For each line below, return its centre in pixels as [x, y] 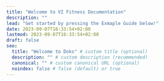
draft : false [23, 40]
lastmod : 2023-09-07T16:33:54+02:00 [53, 35]
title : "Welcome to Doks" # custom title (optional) [80, 52]
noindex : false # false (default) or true [66, 69]
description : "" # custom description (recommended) [80, 57]
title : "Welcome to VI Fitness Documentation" [66, 12]
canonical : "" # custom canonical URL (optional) [76, 63]
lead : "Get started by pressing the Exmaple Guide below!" [83, 23]
